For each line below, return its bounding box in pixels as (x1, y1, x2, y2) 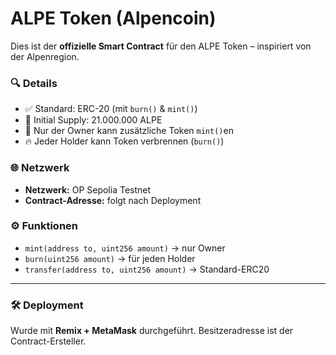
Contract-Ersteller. (10, 335, 87, 347)
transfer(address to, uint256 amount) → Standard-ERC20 (24, 263, 270, 275)
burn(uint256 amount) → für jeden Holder (24, 252, 196, 264)
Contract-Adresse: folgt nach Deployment (24, 194, 202, 206)
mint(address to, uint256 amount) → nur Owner (24, 242, 226, 254)
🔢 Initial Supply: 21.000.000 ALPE (24, 114, 163, 126)
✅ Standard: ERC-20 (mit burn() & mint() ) (24, 103, 198, 115)
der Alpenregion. (10, 50, 80, 62)
